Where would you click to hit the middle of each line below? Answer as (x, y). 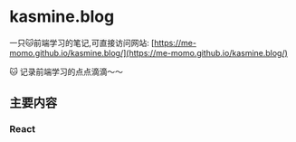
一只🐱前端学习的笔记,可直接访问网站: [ (82, 43)
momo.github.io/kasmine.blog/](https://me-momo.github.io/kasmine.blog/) (148, 52)
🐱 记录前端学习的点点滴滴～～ (67, 71)
